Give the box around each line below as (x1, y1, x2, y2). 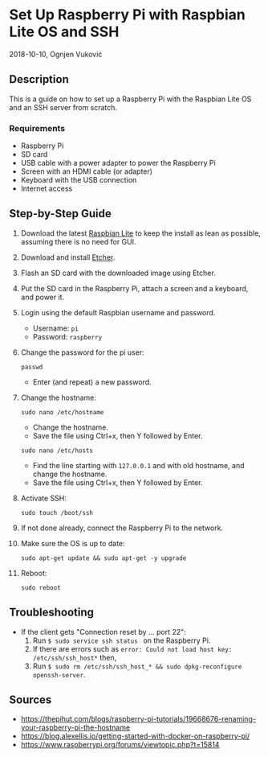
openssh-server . (32, 669, 86, 679)
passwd (20, 363, 43, 371)
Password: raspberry (32, 331, 103, 341)
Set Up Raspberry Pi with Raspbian (9, 6, 246, 24)
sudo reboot (20, 583, 61, 592)
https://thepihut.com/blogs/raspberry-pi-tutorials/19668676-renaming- (20, 714, 256, 724)
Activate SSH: (20, 493, 67, 503)
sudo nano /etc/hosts (20, 446, 93, 455)
